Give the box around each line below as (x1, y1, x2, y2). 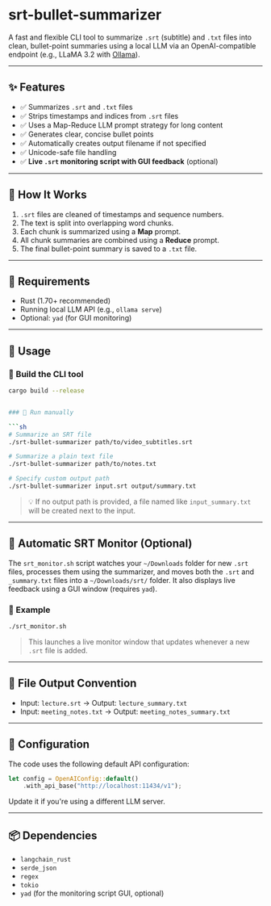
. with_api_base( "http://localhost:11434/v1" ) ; (23, 782, 182, 791)
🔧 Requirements (8, 275, 90, 288)
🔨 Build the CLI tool (8, 368, 84, 380)
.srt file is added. (27, 645, 88, 655)
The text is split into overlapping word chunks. (19, 218, 174, 228)
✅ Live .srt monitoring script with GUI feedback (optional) (19, 156, 219, 166)
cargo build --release (8, 387, 85, 395)
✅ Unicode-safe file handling (19, 147, 117, 157)
